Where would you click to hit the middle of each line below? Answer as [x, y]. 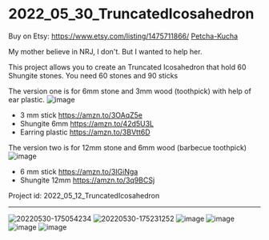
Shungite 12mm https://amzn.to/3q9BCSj [87, 180]
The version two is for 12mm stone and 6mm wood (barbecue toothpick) [127, 147]
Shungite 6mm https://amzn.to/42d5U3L [87, 123]
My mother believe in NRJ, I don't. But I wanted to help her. [105, 51]
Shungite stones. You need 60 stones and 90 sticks [93, 75]
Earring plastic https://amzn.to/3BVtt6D [85, 132]
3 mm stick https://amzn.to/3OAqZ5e [81, 115]
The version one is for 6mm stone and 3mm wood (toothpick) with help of [130, 91]
